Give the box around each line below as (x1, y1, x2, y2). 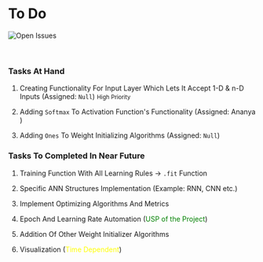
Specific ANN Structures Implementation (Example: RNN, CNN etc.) (19, 183, 238, 193)
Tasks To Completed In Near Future (8, 150, 145, 161)
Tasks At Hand (8, 65, 65, 76)
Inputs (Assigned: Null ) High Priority (19, 92, 131, 101)
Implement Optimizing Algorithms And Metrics (19, 198, 170, 208)
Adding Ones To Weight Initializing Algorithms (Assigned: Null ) (19, 131, 221, 140)
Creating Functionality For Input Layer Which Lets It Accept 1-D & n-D (19, 83, 245, 93)
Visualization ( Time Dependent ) (19, 245, 122, 254)
